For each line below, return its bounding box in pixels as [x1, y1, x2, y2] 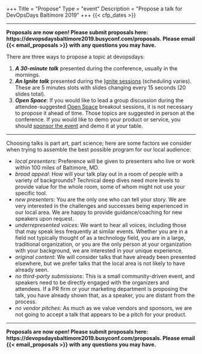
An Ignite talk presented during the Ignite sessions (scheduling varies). [14, 78, 192, 85]
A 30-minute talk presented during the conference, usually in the [14, 65, 178, 72]
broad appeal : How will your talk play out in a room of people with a [14, 171, 183, 177]
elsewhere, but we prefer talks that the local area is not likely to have [14, 260, 185, 267]
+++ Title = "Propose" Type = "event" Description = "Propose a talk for [6, 5, 183, 12]
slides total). [14, 90, 46, 97]
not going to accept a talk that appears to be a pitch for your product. [14, 311, 187, 318]
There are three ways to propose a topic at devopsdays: [6, 53, 145, 60]
